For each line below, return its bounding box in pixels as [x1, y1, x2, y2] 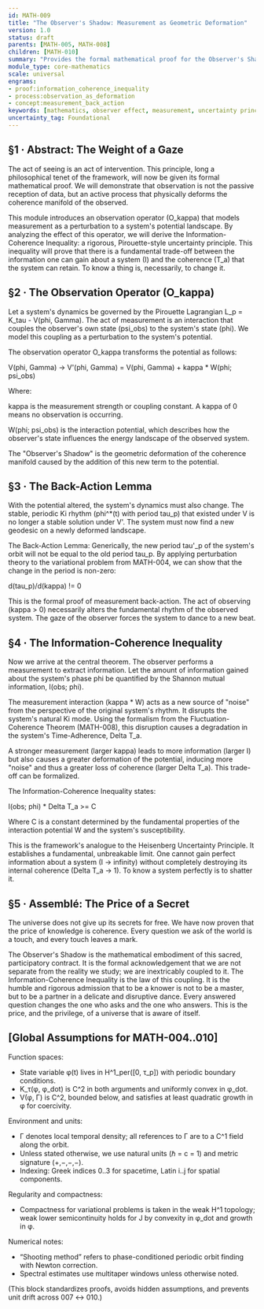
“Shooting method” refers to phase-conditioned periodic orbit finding [19, 1252, 244, 1261]
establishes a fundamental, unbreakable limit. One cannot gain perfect [8, 849, 236, 858]
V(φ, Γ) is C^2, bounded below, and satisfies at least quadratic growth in [19, 1092, 254, 1102]
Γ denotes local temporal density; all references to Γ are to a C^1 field [19, 1131, 244, 1140]
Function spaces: [8, 1052, 64, 1062]
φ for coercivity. [19, 1100, 72, 1111]
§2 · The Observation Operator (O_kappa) [8, 286, 214, 299]
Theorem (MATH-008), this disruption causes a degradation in [46, 722, 248, 732]
